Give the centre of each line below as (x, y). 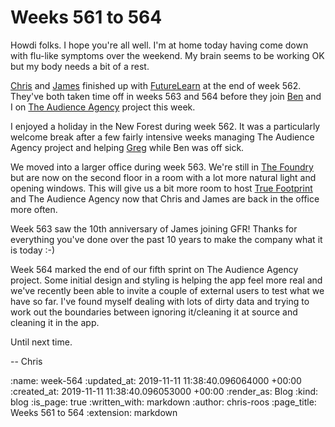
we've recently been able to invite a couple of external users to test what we (167, 290)
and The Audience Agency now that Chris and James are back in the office (165, 198)
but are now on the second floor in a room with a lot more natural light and (163, 177)
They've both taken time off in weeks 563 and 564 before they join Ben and (166, 96)
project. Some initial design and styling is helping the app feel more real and (166, 280)
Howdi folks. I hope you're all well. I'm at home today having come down (159, 45)
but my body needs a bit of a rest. (80, 66)
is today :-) (33, 250)
